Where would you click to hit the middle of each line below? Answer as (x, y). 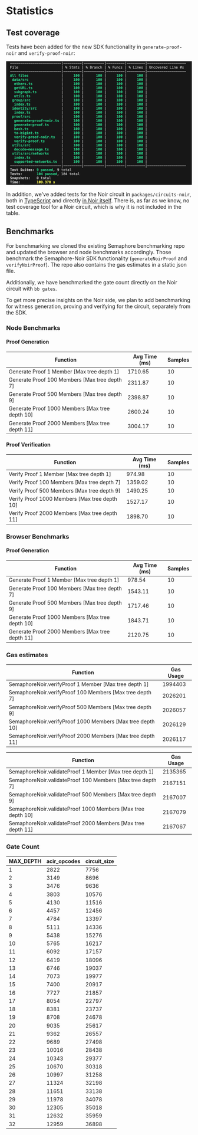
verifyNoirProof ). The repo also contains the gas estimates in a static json (97, 264)
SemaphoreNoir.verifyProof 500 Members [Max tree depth (80, 707)
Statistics (30, 11)
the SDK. (17, 312)
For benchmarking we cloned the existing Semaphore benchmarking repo (95, 245)
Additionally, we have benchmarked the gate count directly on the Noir (92, 282)
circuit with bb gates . (32, 288)
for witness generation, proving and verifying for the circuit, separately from (98, 306)
